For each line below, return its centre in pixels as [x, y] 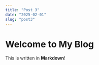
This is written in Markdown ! [35, 58]
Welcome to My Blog [50, 44]
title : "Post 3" [22, 10]
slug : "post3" [20, 19]
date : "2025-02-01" [26, 15]
